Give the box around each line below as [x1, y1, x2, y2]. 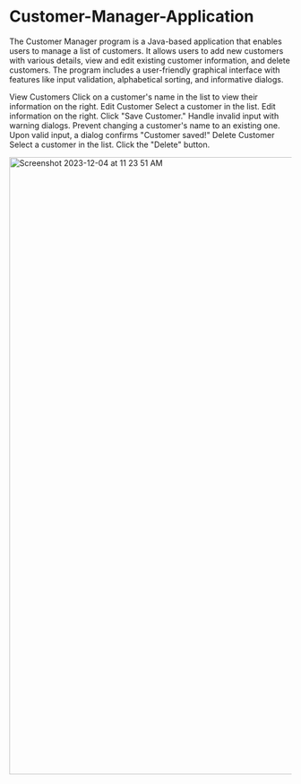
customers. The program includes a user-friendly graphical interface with [9, 65, 280, 75]
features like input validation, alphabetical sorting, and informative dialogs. [9, 74, 284, 84]
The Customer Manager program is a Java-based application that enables [9, 36, 282, 47]
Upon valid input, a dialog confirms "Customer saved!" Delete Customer [9, 129, 275, 140]
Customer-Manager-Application [9, 6, 254, 27]
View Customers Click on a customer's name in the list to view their [9, 91, 258, 102]
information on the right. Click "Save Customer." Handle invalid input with [9, 110, 279, 121]
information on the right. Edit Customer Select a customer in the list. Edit [9, 100, 276, 111]
